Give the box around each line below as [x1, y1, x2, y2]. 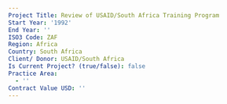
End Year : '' [8, 26, 51, 34]
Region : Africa [8, 41, 58, 48]
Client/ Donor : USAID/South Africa [8, 56, 125, 63]
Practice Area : [8, 70, 58, 77]
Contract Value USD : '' [8, 84, 86, 92]
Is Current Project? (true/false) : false [8, 63, 146, 70]
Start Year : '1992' [8, 19, 72, 27]
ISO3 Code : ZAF [8, 33, 58, 41]
